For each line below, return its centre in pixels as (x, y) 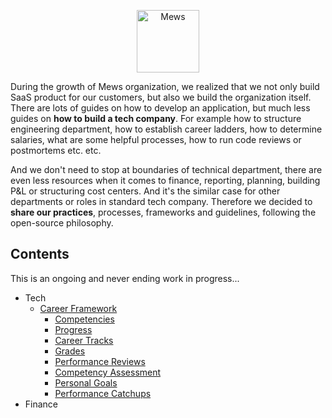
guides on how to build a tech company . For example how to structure (156, 118)
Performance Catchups (103, 393)
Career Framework (78, 308)
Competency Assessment (108, 372)
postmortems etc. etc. (56, 150)
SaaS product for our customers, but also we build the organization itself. (161, 97)
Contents (40, 254)
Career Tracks (84, 340)
